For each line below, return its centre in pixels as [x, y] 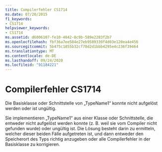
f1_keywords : [19, 19]
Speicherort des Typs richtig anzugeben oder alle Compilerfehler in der [78, 139]
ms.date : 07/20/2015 [27, 14]
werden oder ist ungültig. [31, 108]
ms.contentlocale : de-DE [31, 56]
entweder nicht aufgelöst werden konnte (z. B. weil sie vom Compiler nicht [81, 123]
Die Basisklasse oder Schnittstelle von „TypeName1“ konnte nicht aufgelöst [81, 103]
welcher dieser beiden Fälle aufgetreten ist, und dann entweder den [74, 134]
